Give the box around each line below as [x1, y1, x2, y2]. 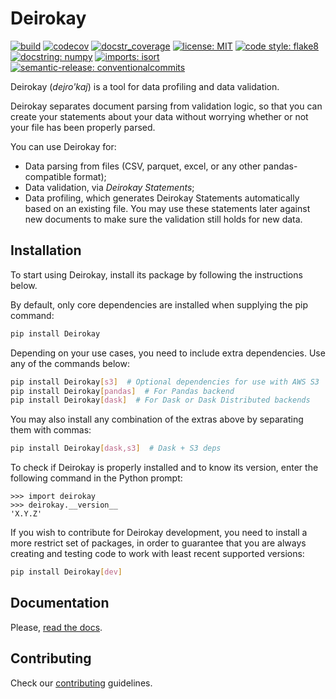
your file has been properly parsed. [10, 121, 156, 133]
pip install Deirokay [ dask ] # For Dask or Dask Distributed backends [10, 395, 311, 406]
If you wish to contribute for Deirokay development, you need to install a [10, 527, 308, 539]
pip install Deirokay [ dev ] [10, 567, 123, 577]
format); [73, 170, 107, 182]
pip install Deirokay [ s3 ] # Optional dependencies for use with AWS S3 [10, 377, 320, 387]
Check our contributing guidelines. [10, 677, 153, 689]
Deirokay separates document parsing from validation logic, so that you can [10, 100, 323, 112]
